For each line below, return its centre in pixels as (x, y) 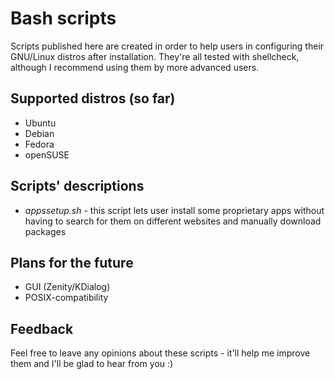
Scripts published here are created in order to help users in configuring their (167, 46)
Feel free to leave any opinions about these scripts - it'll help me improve (160, 353)
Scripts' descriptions (77, 186)
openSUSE (47, 154)
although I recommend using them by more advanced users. (135, 67)
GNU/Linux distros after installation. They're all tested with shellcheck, (155, 56)
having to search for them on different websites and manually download (173, 221)
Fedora (39, 144)
